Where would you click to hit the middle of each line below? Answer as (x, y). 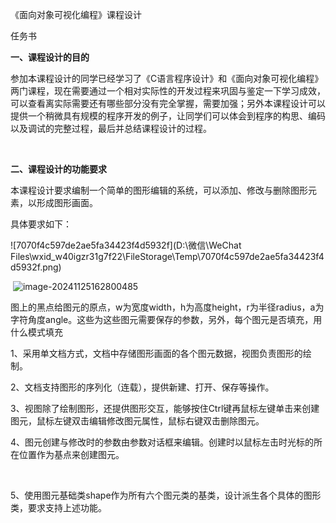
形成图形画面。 (67, 202)
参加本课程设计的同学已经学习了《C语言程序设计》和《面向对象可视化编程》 (167, 78)
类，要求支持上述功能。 (58, 507)
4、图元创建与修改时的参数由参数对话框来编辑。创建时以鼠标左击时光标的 (162, 442)
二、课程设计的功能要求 (58, 169)
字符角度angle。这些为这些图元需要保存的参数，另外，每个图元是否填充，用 (166, 319)
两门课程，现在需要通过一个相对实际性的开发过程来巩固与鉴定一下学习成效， (168, 91)
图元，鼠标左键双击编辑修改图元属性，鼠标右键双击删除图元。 (137, 421)
